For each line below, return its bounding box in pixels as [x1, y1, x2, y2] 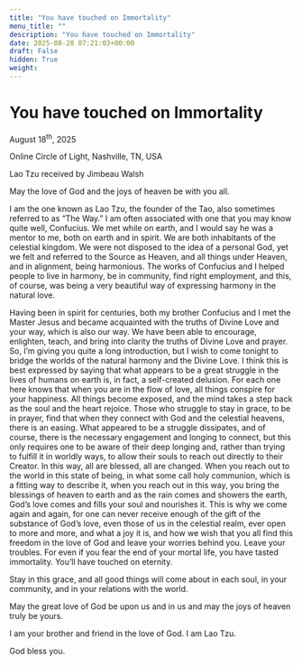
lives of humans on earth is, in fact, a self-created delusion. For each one [9, 374, 281, 385]
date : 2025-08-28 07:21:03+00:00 [9, 38, 135, 48]
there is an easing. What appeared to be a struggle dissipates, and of [9, 422, 266, 433]
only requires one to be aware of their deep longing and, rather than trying [9, 441, 286, 452]
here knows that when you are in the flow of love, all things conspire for [9, 384, 276, 395]
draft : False [9, 47, 59, 56]
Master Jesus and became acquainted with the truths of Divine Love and [9, 317, 279, 328]
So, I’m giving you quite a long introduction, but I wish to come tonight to [9, 346, 279, 356]
